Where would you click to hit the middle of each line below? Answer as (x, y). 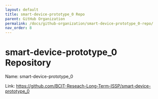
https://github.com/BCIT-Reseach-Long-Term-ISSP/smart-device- (83, 86)
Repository (28, 63)
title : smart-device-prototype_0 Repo (45, 14)
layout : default (22, 10)
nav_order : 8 (19, 28)
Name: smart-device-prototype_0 (39, 76)
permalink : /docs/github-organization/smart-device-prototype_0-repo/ (79, 23)
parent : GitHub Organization (35, 19)
